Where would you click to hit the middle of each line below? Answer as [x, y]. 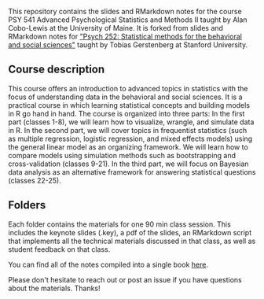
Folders [27, 205]
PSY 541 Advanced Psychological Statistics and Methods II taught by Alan [128, 20]
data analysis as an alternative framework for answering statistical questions [132, 172]
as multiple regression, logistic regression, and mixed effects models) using [130, 138]
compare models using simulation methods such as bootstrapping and [122, 155]
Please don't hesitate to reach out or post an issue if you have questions [125, 279]
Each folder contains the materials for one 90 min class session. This [120, 224]
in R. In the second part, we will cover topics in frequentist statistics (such [128, 130]
